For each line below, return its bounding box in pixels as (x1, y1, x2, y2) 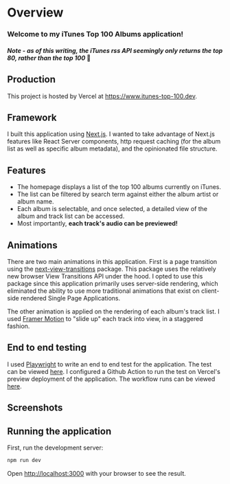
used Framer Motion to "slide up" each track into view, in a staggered (7, 314, 203, 322)
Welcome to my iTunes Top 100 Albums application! (7, 30, 184, 39)
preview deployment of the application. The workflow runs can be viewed (7, 375, 216, 383)
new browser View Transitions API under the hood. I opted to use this (7, 272, 203, 280)
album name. (16, 197, 54, 206)
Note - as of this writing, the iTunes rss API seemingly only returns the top (7, 46, 223, 54)
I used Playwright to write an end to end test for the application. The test (7, 360, 212, 368)
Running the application (7, 425, 112, 437)
